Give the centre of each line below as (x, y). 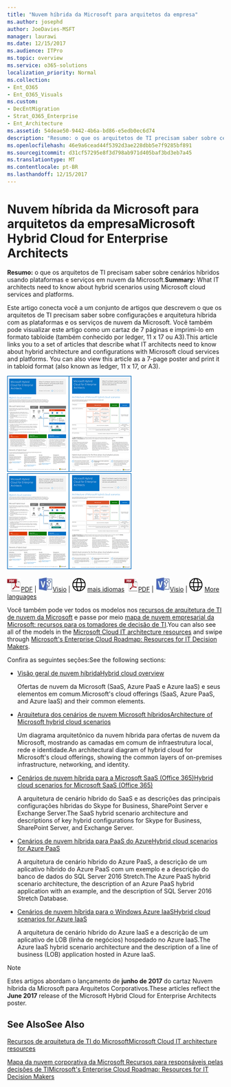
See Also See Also (46, 1025)
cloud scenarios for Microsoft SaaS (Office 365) (85, 785)
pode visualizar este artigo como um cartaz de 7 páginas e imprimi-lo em (111, 329)
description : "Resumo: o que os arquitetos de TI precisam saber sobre (112, 138)
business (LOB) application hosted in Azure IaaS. (86, 954)
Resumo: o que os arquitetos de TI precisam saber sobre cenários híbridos (113, 272)
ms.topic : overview (35, 59)
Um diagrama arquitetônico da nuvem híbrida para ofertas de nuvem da (118, 735)
